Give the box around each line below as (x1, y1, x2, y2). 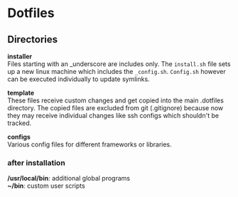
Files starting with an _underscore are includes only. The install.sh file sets (7, 60, 231, 68)
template (7, 89, 35, 97)
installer (7, 52, 33, 60)
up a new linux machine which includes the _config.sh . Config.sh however (7, 68, 226, 75)
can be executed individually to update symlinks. (7, 75, 151, 83)
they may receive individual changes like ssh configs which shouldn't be (7, 112, 219, 119)
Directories (7, 33, 58, 46)
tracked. (7, 119, 32, 127)
